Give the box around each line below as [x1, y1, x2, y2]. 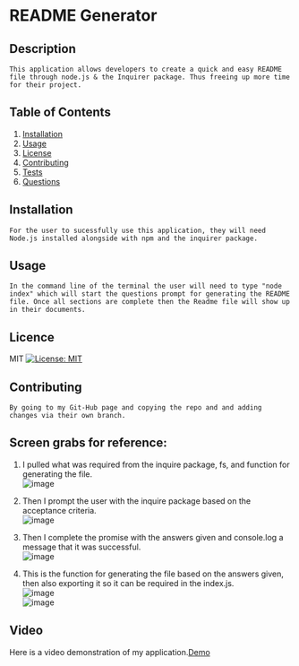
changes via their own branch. [9, 411, 126, 420]
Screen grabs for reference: [9, 436, 167, 451]
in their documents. [9, 306, 87, 315]
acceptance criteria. [21, 505, 97, 515]
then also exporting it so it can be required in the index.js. [21, 577, 235, 588]
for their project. [9, 81, 82, 90]
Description [9, 41, 76, 56]
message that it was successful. [21, 541, 141, 552]
